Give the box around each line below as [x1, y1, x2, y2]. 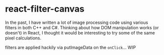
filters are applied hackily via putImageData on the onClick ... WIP [5, 44, 136, 50]
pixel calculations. [5, 35, 42, 41]
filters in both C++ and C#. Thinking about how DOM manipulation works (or [5, 24, 159, 30]
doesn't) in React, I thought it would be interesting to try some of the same [5, 30, 155, 36]
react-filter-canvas [5, 3, 85, 15]
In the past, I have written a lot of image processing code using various [5, 19, 148, 25]
